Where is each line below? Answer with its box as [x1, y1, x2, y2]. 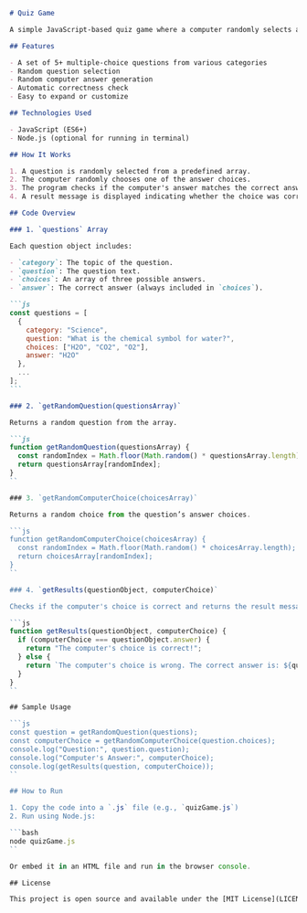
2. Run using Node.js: [9, 812, 96, 822]
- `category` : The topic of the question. [9, 258, 174, 267]
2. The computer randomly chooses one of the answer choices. [9, 175, 251, 185]
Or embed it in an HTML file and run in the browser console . [9, 862, 251, 871]
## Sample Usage [9, 703, 71, 712]
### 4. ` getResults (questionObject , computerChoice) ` [9, 585, 219, 594]
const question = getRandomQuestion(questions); [9, 727, 198, 738]
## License [9, 878, 51, 887]
